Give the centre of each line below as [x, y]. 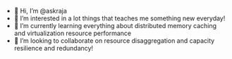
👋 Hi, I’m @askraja [40, 11]
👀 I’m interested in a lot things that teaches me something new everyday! [120, 18]
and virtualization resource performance [73, 33]
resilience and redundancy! [54, 48]
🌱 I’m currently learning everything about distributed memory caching [115, 26]
